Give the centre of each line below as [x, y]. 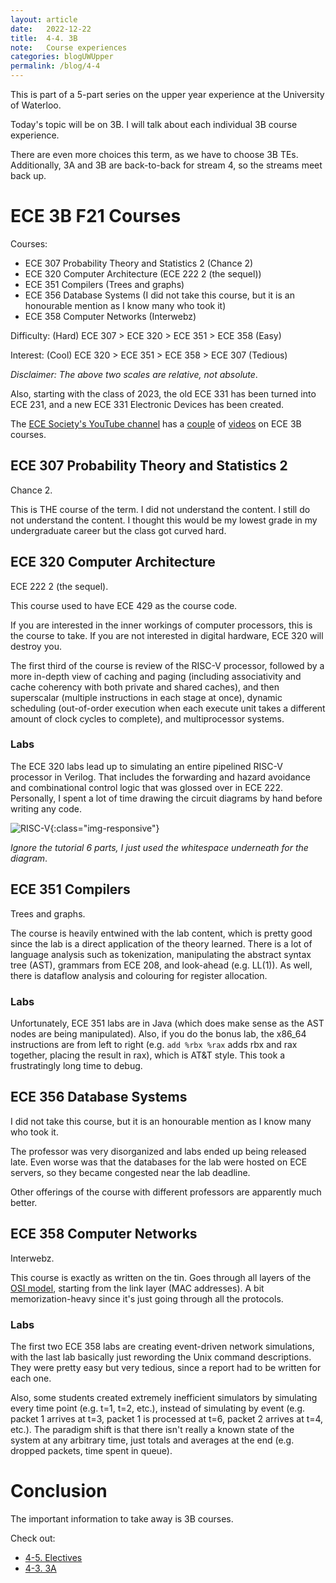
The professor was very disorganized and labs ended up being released [158, 1151]
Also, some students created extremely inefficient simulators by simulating [164, 1397]
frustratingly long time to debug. [76, 1065]
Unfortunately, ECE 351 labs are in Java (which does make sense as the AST [167, 1023]
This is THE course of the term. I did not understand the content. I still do [160, 509]
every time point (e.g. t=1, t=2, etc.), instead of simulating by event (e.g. [158, 1408]
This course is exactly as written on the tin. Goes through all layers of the [161, 1277]
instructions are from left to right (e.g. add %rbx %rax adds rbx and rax [154, 1044]
